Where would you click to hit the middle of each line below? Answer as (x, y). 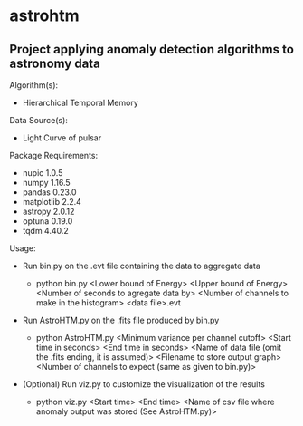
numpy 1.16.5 (46, 183)
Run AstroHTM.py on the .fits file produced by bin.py (121, 320)
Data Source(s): (38, 120)
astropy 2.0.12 (48, 211)
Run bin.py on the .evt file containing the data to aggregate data (141, 266)
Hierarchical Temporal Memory (80, 102)
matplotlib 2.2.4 (52, 202)
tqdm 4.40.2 (46, 231)
